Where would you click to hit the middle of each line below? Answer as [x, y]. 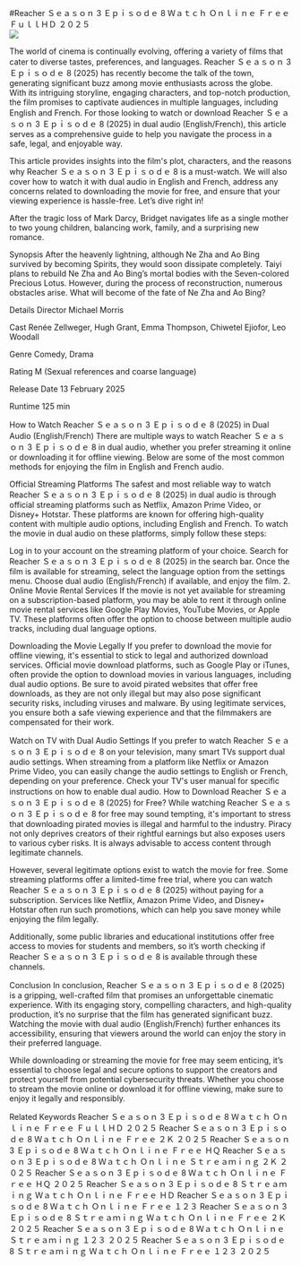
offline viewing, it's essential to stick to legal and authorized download [139, 655]
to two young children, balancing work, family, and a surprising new [134, 228]
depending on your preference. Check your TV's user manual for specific [145, 781]
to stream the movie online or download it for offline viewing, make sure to [146, 1089]
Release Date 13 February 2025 [67, 389]
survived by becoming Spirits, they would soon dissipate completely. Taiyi [146, 264]
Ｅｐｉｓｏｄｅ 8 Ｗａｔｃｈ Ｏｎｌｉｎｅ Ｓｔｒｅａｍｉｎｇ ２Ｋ [156, 1162]
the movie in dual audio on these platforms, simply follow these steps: [138, 533]
